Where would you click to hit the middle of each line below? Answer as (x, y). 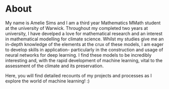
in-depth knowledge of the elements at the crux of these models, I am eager (84, 44)
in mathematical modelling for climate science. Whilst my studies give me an (84, 39)
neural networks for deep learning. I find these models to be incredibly (78, 55)
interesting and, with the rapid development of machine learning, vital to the (84, 60)
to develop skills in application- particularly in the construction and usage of (84, 50)
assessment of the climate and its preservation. (54, 66)
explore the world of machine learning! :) (47, 81)
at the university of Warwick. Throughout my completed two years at (77, 28)
